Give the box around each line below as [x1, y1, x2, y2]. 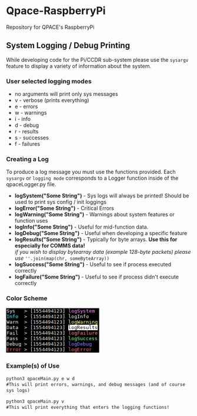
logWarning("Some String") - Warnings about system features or [14, 211, 175, 218]
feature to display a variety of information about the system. [6, 62, 152, 69]
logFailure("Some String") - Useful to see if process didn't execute [14, 273, 179, 280]
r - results [14, 128, 39, 135]
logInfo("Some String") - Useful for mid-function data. [14, 223, 149, 230]
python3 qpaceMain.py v [6, 398, 65, 404]
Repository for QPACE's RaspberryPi [6, 24, 95, 31]
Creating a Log [6, 155, 49, 163]
